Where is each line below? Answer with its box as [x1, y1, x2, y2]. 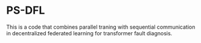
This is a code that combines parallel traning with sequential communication [6, 23, 196, 30]
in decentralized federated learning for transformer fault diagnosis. [6, 29, 173, 36]
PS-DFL [6, 4, 45, 17]
